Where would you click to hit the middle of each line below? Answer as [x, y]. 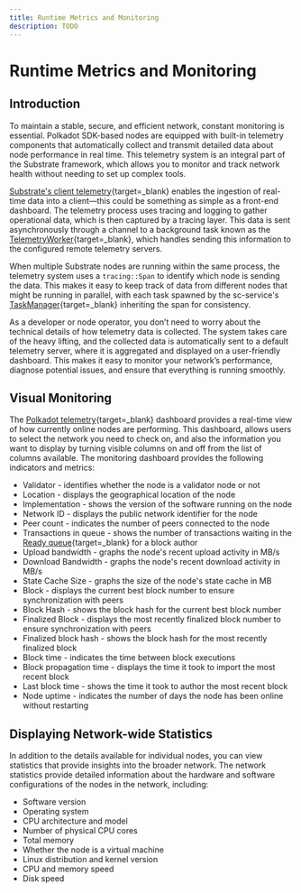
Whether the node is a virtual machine [93, 850]
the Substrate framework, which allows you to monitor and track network [145, 164]
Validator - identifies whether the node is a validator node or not [141, 485]
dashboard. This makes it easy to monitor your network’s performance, [141, 360]
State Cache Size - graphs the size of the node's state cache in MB [147, 581]
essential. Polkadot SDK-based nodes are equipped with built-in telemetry [146, 135]
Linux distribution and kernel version [90, 860]
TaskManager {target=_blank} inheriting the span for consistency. [130, 304]
